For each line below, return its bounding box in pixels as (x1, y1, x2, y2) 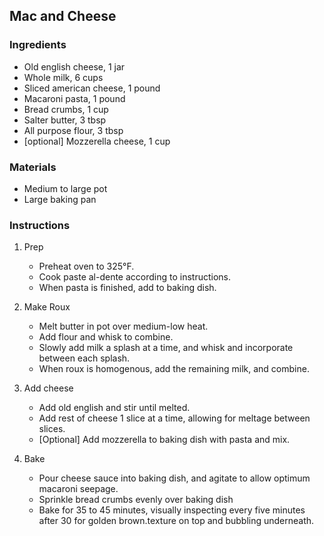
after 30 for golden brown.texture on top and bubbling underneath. (38, 515, 315, 527)
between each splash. (38, 352, 131, 364)
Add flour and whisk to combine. (38, 331, 174, 343)
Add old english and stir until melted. (38, 402, 191, 414)
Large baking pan (23, 193, 97, 205)
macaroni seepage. (38, 483, 119, 495)
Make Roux (23, 301, 71, 313)
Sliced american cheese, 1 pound (23, 82, 161, 94)
